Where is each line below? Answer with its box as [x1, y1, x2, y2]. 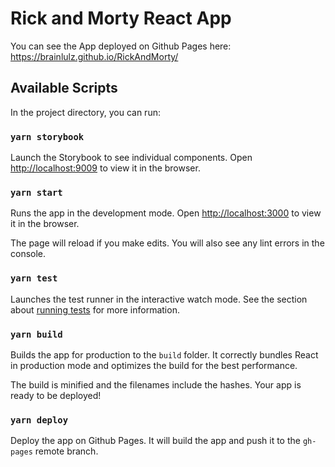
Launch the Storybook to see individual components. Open [10, 152, 253, 164]
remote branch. [34, 445, 99, 457]
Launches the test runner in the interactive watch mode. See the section [10, 293, 308, 305]
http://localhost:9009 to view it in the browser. [10, 162, 201, 174]
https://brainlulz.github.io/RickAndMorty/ [10, 50, 179, 62]
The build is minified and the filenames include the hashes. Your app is [10, 378, 302, 391]
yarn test [10, 273, 58, 284]
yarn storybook [10, 131, 85, 142]
